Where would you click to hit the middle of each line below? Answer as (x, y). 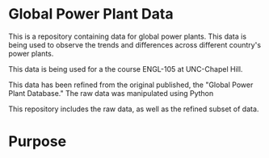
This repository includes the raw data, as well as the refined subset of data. (134, 109)
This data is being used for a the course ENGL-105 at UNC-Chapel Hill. (126, 69)
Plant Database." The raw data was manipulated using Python (111, 93)
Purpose (38, 141)
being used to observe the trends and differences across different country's (134, 44)
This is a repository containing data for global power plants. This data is (128, 36)
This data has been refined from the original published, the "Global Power (131, 85)
